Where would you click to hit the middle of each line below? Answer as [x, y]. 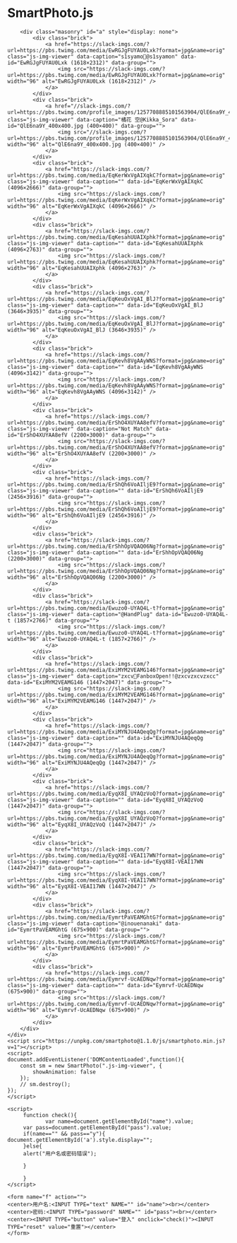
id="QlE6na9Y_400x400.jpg [45, 126]
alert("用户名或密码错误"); [60, 1153]
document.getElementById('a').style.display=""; [80, 1140]
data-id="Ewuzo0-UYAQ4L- [192, 614]
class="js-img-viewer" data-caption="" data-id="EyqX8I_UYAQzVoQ [105, 800]
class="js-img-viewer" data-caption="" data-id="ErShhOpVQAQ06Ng [105, 553]
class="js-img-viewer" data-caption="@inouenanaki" [85, 924]
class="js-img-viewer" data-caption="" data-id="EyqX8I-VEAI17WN [105, 861]
